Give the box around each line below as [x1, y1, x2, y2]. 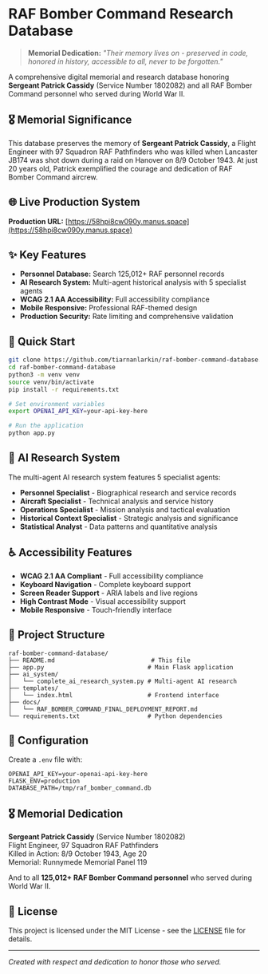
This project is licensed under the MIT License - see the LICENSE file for [8, 925, 246, 935]
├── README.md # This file [8, 656, 191, 664]
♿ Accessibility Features [8, 546, 132, 559]
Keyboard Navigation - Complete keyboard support [19, 579, 191, 589]
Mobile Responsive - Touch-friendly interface [19, 605, 172, 614]
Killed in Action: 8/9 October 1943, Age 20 [8, 849, 148, 858]
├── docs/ [8, 698, 41, 706]
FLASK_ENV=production [8, 777, 81, 786]
